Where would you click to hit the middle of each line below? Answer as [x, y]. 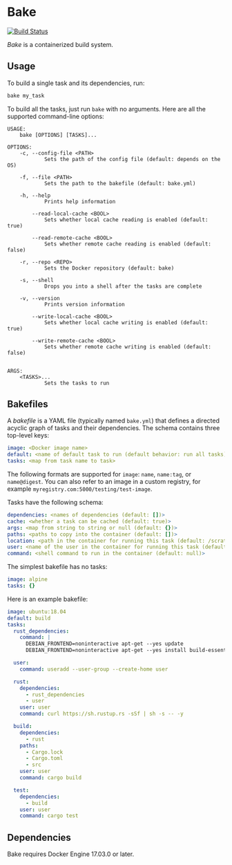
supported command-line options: [56, 116]
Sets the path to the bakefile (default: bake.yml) [120, 183]
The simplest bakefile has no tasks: [57, 567]
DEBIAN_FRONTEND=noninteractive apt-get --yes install [106, 651]
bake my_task [26, 95]
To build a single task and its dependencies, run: [76, 83]
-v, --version [40, 298]
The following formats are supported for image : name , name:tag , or [99, 474]
